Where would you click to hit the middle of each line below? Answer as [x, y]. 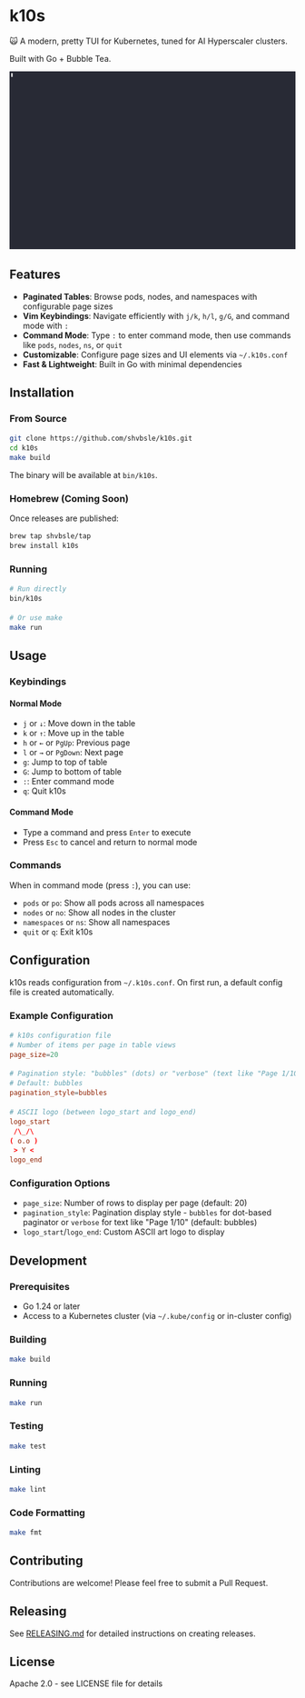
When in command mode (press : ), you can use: [100, 885]
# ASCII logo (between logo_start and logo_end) [103, 1112]
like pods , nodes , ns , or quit [72, 345]
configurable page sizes [68, 306]
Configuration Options [60, 1184]
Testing [26, 1426]
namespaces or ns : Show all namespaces [96, 922]
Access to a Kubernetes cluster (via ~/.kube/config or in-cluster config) [157, 1316]
